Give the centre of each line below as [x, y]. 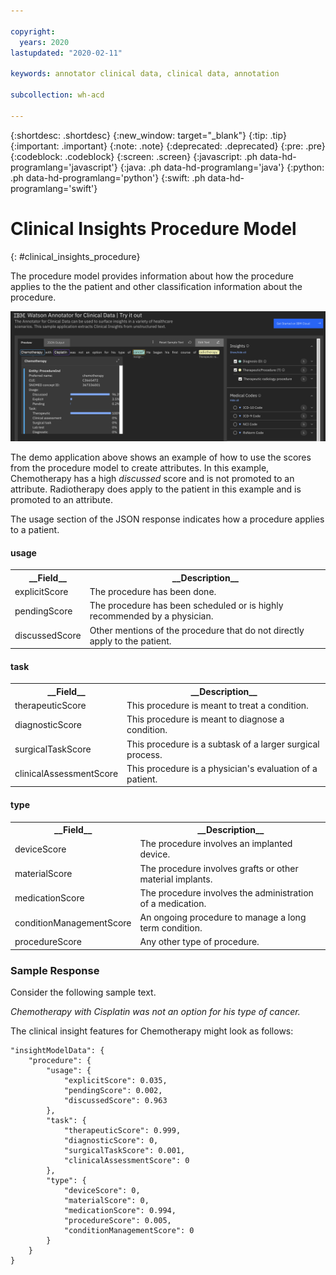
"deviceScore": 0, [102, 1191]
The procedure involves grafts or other [219, 868]
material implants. [176, 879]
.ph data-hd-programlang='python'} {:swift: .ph [108, 177]
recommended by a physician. [151, 616]
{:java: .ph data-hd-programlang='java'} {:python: [222, 167]
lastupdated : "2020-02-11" [66, 53]
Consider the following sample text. [83, 992]
